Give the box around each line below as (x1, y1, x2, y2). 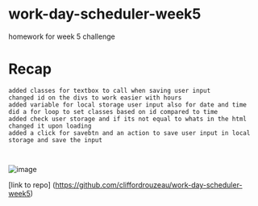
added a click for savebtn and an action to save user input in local (8, 128, 251, 137)
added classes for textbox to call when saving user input (8, 86, 211, 95)
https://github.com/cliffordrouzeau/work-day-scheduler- (55, 179, 243, 190)
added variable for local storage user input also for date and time (8, 100, 248, 109)
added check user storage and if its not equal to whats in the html (8, 115, 248, 123)
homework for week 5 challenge (8, 32, 115, 41)
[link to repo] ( (8, 179, 56, 190)
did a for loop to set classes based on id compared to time (8, 107, 218, 116)
